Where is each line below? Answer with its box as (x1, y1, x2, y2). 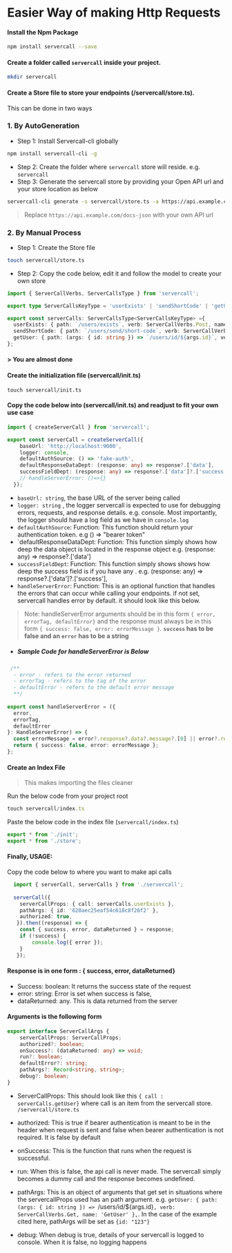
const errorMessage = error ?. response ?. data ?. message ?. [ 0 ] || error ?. (13, 735, 221, 743)
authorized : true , (19, 913, 72, 920)
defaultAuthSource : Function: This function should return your (17, 523, 193, 531)
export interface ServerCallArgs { (7, 1027, 110, 1035)
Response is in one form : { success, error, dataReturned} (7, 967, 176, 975)
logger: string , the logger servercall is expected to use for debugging (17, 501, 221, 509)
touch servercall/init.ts (7, 387, 81, 394)
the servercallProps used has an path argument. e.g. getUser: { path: (17, 1195, 218, 1203)
